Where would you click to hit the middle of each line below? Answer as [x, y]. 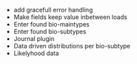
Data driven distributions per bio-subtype [72, 46]
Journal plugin [34, 39]
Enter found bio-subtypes [50, 31]
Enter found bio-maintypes [51, 24]
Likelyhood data [36, 53]
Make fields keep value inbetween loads [71, 17]
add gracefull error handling [53, 10]
